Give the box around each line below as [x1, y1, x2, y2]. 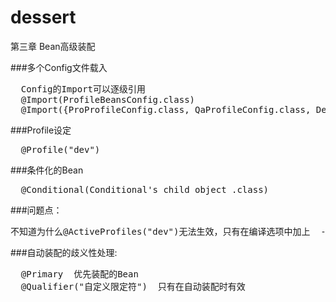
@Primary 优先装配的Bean [20, 268, 139, 280]
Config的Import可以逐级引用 [20, 83, 147, 95]
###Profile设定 [10, 124, 72, 136]
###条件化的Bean [10, 164, 84, 176]
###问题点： [10, 204, 63, 216]
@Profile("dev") [20, 144, 101, 155]
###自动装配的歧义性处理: [10, 246, 118, 258]
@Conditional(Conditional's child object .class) [20, 184, 270, 195]
